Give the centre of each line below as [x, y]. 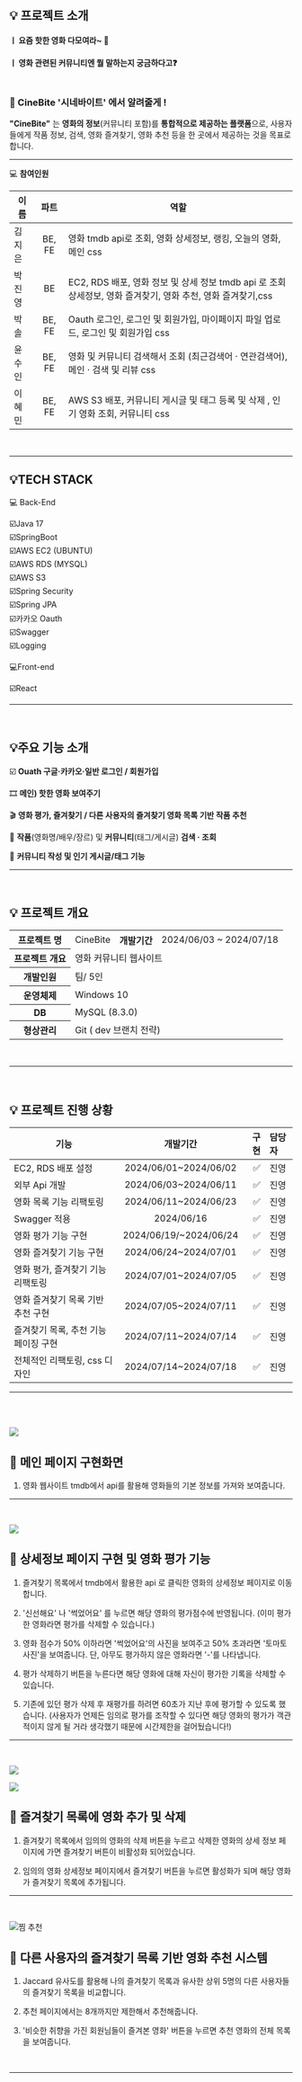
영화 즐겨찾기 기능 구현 [59, 1253]
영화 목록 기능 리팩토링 [59, 1202]
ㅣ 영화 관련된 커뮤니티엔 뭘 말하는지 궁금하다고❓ [93, 62]
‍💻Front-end [32, 666]
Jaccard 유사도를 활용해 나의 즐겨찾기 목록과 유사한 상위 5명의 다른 [140, 1981]
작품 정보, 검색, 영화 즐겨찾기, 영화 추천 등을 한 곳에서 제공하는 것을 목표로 [162, 134]
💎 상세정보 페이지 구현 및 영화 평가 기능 [110, 1559]
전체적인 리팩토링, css [58, 1361]
